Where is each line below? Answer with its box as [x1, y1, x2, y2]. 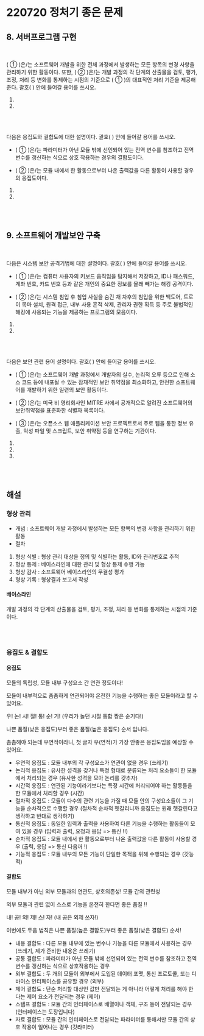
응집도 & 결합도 [6, 648, 49, 656]
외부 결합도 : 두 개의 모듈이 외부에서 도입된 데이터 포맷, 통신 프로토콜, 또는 [15, 970, 191, 977]
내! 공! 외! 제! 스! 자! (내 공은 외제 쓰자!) [6, 914, 99, 921]
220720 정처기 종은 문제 [6, 5, 124, 20]
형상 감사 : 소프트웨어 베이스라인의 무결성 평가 [15, 568, 125, 575]
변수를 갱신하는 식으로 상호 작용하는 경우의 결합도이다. [15, 154, 144, 161]
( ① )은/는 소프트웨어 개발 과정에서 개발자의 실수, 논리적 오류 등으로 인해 [15, 371, 189, 378]
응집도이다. [21, 174, 49, 182]
